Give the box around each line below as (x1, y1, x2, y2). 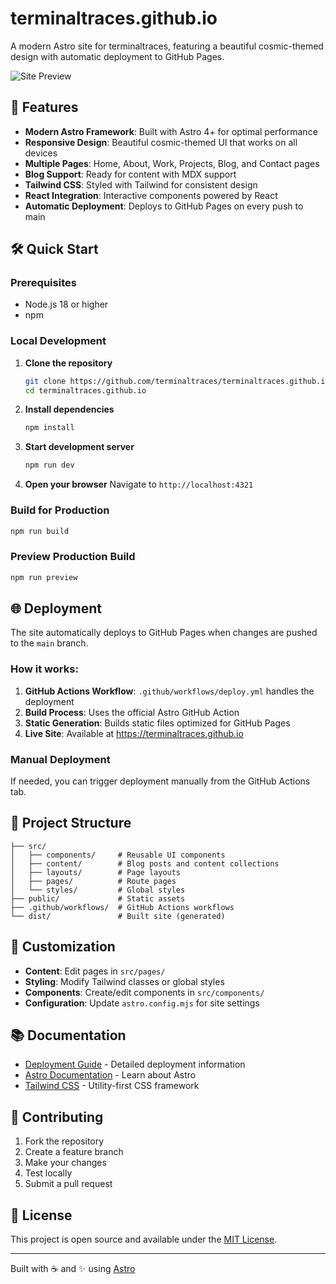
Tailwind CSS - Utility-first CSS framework (24, 1080, 200, 1092)
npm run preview (10, 572, 78, 582)
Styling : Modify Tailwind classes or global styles (24, 975, 225, 987)
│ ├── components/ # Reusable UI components (10, 850, 226, 860)
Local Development (10, 334, 107, 348)
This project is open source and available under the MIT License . (10, 1233, 278, 1246)
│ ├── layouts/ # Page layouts (10, 867, 182, 877)
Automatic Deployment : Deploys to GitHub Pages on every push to (24, 200, 304, 212)
